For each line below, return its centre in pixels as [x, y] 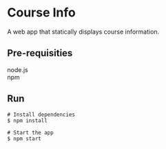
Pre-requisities [40, 53]
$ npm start [24, 139]
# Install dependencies [41, 115]
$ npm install [28, 121]
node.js [18, 69]
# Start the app [30, 133]
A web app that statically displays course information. [83, 32]
